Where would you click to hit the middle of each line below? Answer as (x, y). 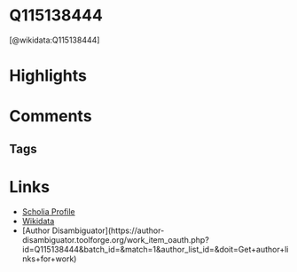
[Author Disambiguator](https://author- (93, 230)
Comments (51, 117)
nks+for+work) (49, 259)
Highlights (48, 76)
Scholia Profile (48, 211)
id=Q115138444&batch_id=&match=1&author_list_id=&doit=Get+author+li (155, 249)
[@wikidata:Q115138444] (55, 40)
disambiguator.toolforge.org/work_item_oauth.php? (116, 239)
